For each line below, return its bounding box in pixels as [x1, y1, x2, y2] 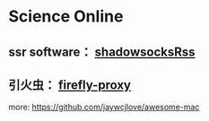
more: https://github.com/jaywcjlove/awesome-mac [8, 101, 200, 113]
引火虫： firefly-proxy [8, 77, 132, 92]
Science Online [8, 6, 124, 27]
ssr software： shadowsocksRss [8, 44, 196, 59]
